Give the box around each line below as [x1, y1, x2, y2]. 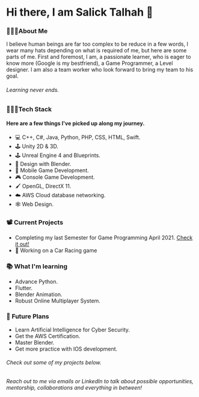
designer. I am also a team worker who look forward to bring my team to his [6, 66, 194, 73]
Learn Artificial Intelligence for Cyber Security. [14, 326, 130, 333]
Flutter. [14, 285, 33, 292]
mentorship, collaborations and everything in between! [6, 384, 142, 391]
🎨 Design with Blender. [14, 160, 72, 167]
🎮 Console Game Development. [14, 173, 95, 180]
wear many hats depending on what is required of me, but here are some [6, 47, 187, 54]
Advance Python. [14, 278, 58, 285]
